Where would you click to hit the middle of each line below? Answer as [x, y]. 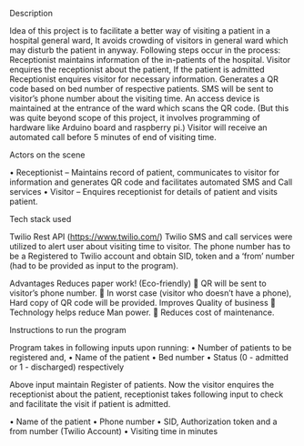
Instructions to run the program [68, 330]
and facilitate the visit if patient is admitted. [90, 404]
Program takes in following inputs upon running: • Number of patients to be [151, 348]
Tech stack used [41, 219]
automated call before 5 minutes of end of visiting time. [113, 137]
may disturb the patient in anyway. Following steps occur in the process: [145, 50]
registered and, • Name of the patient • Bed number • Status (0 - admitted [149, 357]
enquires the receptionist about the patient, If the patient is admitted [137, 69]
